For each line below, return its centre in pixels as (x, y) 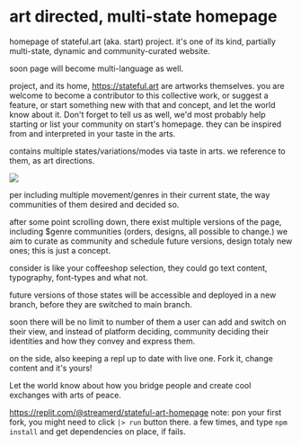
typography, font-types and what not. (79, 277)
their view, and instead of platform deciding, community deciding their (139, 331)
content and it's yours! (51, 368)
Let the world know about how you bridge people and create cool (130, 385)
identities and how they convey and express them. (102, 341)
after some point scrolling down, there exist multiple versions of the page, (146, 221)
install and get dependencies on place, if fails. (97, 431)
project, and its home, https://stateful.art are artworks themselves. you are (147, 85)
